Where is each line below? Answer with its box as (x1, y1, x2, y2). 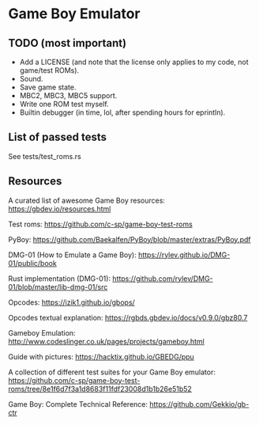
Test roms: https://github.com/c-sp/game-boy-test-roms (8, 219, 193, 229)
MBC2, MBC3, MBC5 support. (19, 91, 118, 100)
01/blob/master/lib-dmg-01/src (8, 282, 108, 291)
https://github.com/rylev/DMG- (112, 274, 213, 283)
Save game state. (19, 82, 77, 92)
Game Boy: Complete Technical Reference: (8, 399, 148, 408)
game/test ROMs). (19, 66, 80, 75)
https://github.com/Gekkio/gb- (149, 399, 250, 408)
